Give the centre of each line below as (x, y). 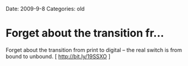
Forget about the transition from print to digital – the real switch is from (94, 50)
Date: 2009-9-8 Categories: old (45, 9)
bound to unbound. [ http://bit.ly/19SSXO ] (58, 56)
